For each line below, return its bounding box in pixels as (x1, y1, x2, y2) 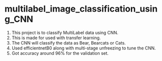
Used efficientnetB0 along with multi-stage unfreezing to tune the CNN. (11, 45, 156, 51)
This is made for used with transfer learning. (11, 35, 101, 41)
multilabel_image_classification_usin (4, 3, 158, 15)
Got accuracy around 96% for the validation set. (11, 50, 109, 56)
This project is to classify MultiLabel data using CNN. (11, 30, 119, 35)
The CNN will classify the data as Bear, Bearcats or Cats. (11, 40, 126, 46)
